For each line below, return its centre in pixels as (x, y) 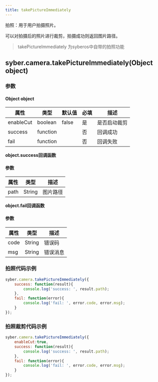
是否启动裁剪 (112, 123)
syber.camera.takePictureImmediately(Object (79, 63)
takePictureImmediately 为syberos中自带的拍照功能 (71, 47)
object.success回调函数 (31, 155)
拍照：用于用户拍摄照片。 (32, 25)
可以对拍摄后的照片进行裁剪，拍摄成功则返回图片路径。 (63, 36)
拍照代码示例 (21, 268)
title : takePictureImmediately (38, 10)
